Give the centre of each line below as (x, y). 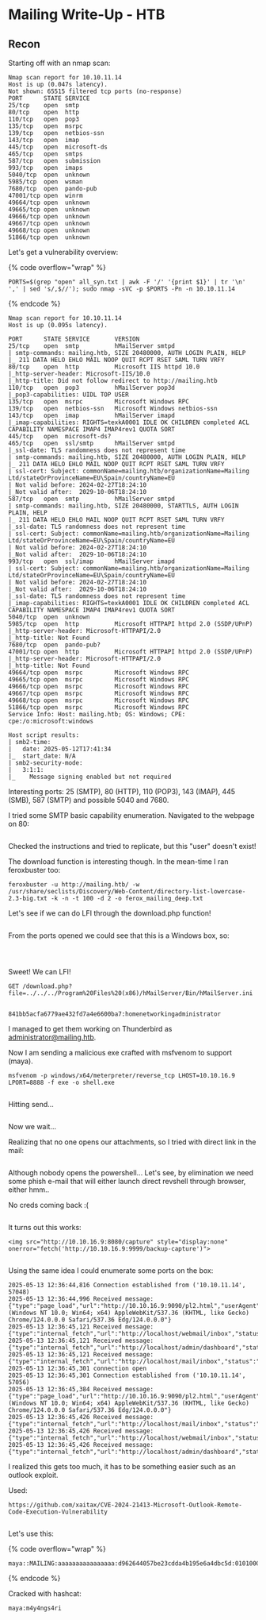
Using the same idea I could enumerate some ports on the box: (111, 1271)
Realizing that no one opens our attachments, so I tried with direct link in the (132, 1142)
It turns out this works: (45, 1227)
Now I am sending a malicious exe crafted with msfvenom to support (120, 1053)
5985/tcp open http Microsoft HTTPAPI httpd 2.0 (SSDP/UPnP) (131, 624)
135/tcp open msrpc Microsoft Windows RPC (99, 402)
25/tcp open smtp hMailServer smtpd (92, 346)
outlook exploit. (33, 1475)
